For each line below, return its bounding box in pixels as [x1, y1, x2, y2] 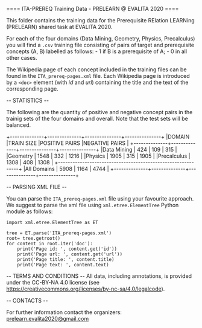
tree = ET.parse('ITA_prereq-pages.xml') [6, 230, 112, 236]
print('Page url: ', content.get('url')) [17, 251, 122, 257]
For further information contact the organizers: [6, 309, 122, 316]
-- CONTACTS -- [6, 297, 48, 304]
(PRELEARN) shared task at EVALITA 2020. [6, 24, 113, 30]
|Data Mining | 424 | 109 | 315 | [100, 146, 177, 153]
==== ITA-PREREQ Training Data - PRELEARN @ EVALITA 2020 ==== [6, 5, 179, 12]
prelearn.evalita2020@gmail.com [6, 315, 89, 322]
